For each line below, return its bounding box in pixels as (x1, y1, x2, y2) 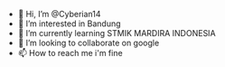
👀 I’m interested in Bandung (17, 18, 121, 29)
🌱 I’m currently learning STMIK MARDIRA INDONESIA (17, 28, 216, 38)
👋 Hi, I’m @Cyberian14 (17, 9, 101, 19)
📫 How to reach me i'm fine (17, 48, 124, 58)
